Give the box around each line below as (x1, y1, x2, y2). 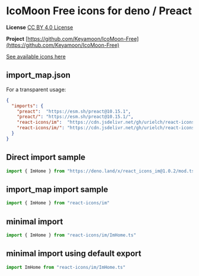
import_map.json (6, 70, 71, 81)
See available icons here (6, 53, 66, 60)
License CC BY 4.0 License (6, 24, 73, 31)
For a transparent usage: (6, 86, 66, 93)
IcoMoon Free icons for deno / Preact (6, 4, 192, 18)
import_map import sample (6, 184, 108, 194)
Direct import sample (6, 152, 86, 162)
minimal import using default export (6, 249, 142, 259)
